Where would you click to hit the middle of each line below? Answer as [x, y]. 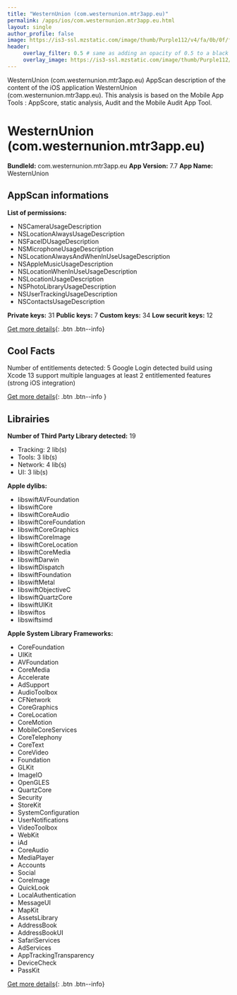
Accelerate [33, 677]
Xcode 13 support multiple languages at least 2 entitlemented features [109, 376]
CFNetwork [34, 700]
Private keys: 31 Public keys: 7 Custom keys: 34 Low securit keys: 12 [110, 315]
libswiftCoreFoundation [51, 522]
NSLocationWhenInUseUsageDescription [77, 271]
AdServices [34, 948]
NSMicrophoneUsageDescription [66, 249]
